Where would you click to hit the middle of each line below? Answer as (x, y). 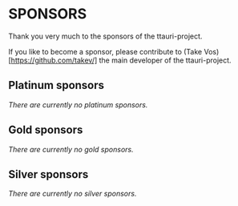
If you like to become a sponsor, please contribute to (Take (105, 51)
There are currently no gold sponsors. (71, 149)
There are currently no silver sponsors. (73, 194)
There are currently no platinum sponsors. (78, 104)
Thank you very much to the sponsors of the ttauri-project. (105, 36)
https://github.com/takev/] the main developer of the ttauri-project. (121, 60)
